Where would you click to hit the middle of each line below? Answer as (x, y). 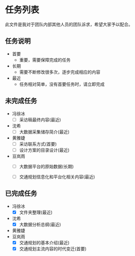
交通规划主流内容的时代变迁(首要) (53, 249)
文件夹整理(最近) (36, 212)
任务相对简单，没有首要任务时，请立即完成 (62, 84)
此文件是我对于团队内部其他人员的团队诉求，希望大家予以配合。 (69, 24)
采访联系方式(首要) (38, 144)
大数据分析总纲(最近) (40, 224)
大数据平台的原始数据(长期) (46, 166)
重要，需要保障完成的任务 (45, 60)
